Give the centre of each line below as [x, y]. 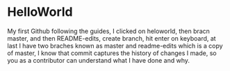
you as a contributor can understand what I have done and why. [98, 60]
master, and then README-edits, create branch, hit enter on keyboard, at [112, 38]
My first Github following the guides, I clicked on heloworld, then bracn [109, 31]
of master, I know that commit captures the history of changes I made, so [112, 53]
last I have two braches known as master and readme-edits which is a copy [115, 45]
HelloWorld [40, 12]
